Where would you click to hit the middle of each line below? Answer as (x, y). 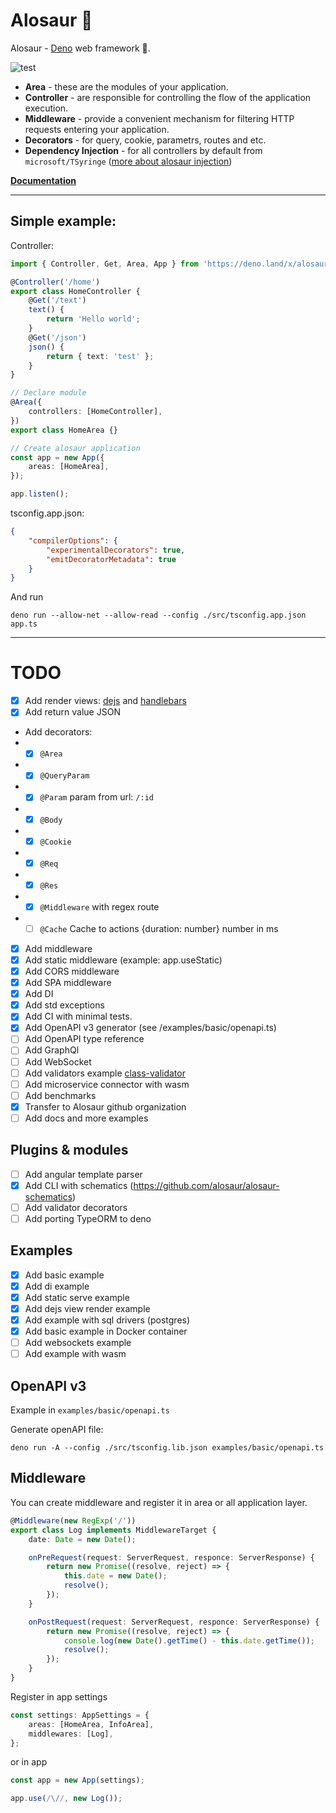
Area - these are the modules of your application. (126, 86)
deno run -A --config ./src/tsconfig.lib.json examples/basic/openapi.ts (167, 1448)
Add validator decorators (76, 1207)
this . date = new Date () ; (115, 1576)
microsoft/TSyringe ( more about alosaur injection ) (128, 161)
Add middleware (58, 948)
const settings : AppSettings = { (80, 1715)
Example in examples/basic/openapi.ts (90, 1410)
